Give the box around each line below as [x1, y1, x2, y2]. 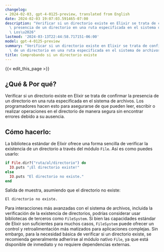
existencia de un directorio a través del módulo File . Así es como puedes [5, 146, 153, 152]
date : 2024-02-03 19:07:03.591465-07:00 [5, 16, 89, 21]
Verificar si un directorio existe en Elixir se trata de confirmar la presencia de [5, 93, 159, 99]
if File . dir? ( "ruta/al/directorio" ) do [5, 160, 86, 165]
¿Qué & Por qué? [5, 80, 57, 88]
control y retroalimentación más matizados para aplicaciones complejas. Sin [5, 226, 158, 232]
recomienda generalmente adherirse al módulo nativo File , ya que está [5, 236, 149, 242]
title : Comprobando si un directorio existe [5, 52, 97, 58]
